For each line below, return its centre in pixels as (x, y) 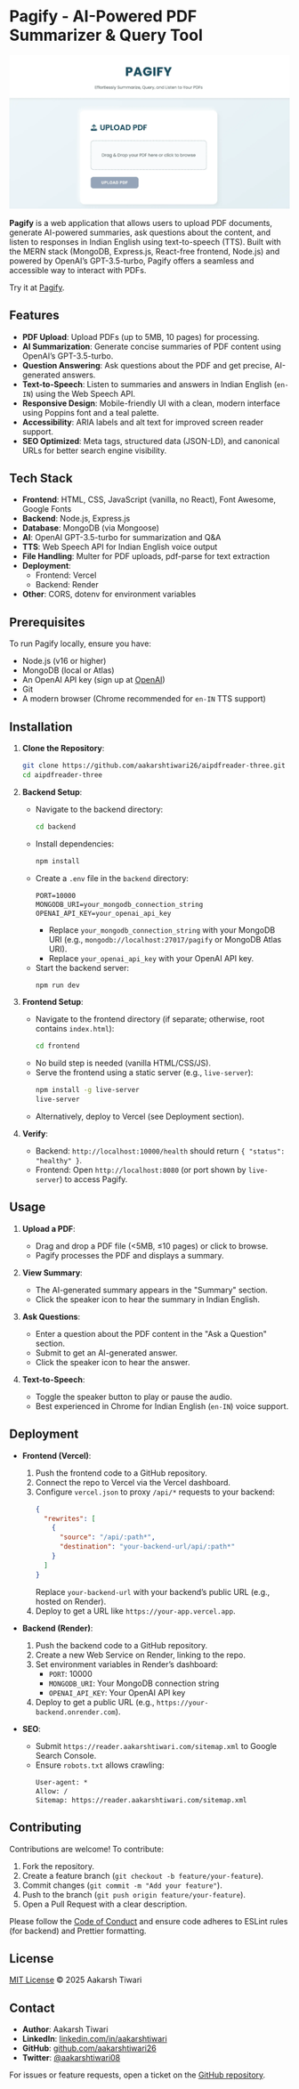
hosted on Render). (71, 1601)
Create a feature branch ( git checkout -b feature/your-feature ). (143, 1875)
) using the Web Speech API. (83, 393)
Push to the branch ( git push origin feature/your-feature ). (134, 1894)
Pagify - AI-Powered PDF (103, 16)
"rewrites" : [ (69, 1518)
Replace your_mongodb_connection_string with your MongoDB (162, 930)
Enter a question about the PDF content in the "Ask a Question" (151, 1333)
